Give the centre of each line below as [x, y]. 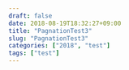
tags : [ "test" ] [34, 53]
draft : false [30, 16]
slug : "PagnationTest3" [49, 38]
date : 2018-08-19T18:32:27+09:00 [65, 23]
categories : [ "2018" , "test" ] [60, 46]
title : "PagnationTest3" [50, 31]
